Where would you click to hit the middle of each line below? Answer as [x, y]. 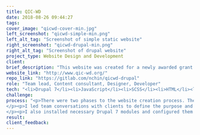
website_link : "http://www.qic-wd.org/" [57, 73]
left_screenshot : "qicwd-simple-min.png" [58, 34]
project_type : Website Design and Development [65, 56]
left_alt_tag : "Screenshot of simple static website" [74, 39]
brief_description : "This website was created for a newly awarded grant [100, 67]
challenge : [20, 95]
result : [16, 117]
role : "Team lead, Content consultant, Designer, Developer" [84, 84]
